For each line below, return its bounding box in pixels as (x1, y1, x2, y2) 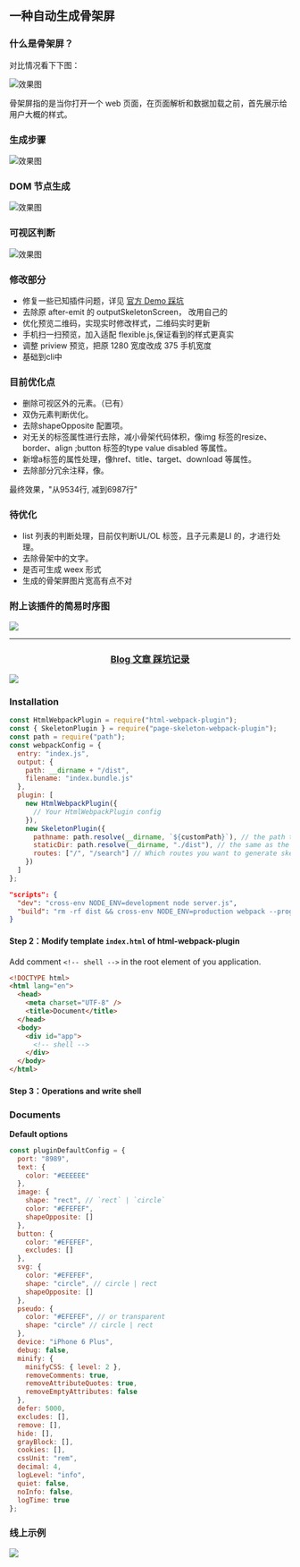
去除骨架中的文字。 (21, 553, 94, 564)
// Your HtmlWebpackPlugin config (32, 807, 162, 817)
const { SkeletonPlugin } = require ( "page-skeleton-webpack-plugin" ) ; (9, 724, 278, 733)
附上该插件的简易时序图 (9, 600, 110, 612)
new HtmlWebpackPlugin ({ (25, 800, 118, 809)
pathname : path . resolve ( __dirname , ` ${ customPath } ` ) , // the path (32, 832, 286, 842)
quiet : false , (17, 1478, 70, 1488)
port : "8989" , (17, 1154, 70, 1163)
